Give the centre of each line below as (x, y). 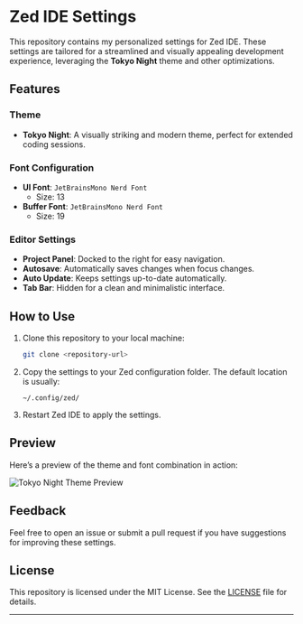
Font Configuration (52, 167)
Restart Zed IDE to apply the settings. (92, 414)
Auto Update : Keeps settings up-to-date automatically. (124, 278)
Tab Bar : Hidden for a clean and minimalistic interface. (124, 288)
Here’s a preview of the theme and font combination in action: (124, 465)
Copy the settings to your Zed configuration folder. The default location (155, 371)
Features (35, 89)
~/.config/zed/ (51, 398)
